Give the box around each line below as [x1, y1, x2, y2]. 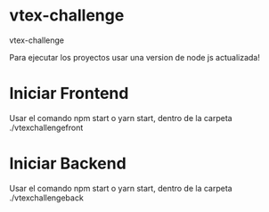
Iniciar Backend [9, 153, 126, 174]
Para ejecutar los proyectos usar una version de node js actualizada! [9, 52, 260, 62]
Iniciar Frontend [9, 84, 129, 103]
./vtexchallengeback [9, 192, 85, 203]
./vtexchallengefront [9, 122, 84, 133]
